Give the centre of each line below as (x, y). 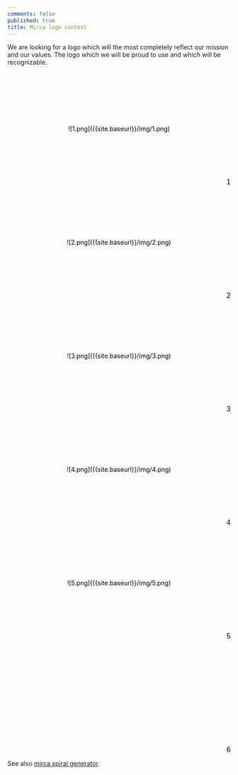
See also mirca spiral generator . (54, 764)
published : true (31, 21)
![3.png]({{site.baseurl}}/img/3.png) (119, 356)
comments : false (31, 14)
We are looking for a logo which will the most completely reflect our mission (118, 48)
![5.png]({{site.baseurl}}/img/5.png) (119, 583)
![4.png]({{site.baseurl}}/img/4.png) (119, 470)
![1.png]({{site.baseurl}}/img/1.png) (119, 129)
